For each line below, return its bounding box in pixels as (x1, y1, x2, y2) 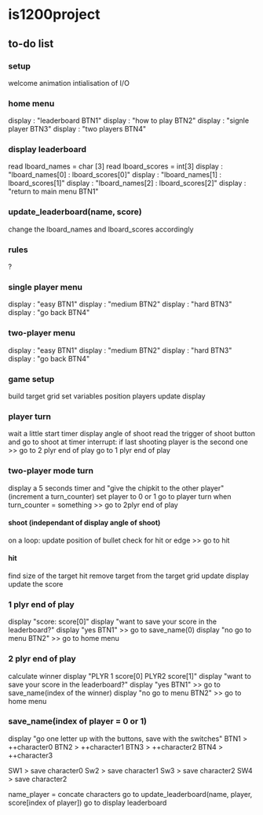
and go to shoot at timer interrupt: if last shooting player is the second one (8, 437, 249, 446)
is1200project (8, 6, 100, 24)
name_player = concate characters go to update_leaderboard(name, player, (8, 789, 253, 798)
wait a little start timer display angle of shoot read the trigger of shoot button (8, 429, 256, 439)
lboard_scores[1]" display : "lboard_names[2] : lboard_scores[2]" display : (8, 179, 247, 188)
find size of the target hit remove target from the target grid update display (8, 571, 250, 580)
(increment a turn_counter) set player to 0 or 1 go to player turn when (8, 491, 232, 501)
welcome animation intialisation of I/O (8, 78, 130, 87)
